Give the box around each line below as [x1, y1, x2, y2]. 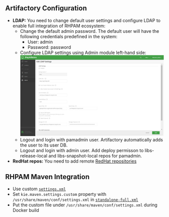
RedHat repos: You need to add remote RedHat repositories [12, 158, 137, 164]
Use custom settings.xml [12, 186, 66, 192]
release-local [20, 153, 48, 159]
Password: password [27, 44, 71, 50]
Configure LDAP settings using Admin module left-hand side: [20, 49, 146, 55]
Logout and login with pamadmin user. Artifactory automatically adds [20, 136, 163, 142]
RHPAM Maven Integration [5, 172, 90, 181]
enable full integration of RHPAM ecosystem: [12, 23, 106, 29]
